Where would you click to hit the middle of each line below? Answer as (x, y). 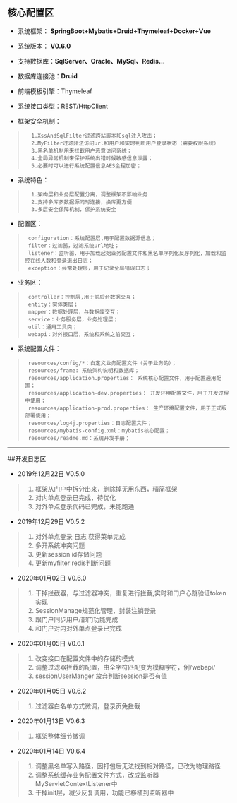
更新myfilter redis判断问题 (73, 563)
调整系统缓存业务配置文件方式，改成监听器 (97, 775)
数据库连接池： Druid (47, 76)
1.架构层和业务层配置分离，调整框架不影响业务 (90, 194)
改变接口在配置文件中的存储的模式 (85, 658)
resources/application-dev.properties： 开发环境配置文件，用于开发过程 (128, 393)
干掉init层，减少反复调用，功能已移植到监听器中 (104, 792)
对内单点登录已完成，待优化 (75, 497)
